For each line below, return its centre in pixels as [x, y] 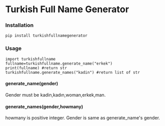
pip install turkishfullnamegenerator [46, 36]
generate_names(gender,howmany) [44, 106]
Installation [20, 25]
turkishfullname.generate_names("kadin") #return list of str [73, 72]
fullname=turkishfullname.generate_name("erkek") [59, 64]
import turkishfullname [31, 59]
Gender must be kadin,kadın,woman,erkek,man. [56, 94]
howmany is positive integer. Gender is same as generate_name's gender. [83, 118]
